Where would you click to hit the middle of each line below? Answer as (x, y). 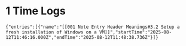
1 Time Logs (36, 11)
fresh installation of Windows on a (51, 32)
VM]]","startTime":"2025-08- (135, 32)
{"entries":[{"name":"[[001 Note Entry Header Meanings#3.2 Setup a (93, 27)
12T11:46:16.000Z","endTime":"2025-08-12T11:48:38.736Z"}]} (82, 37)
